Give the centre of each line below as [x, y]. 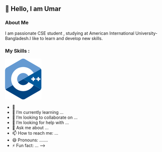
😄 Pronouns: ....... [30, 140]
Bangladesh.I [18, 38]
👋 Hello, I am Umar [33, 9]
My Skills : [17, 51]
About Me [17, 23]
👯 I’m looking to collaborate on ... [45, 117]
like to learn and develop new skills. [67, 38]
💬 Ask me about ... [30, 127]
